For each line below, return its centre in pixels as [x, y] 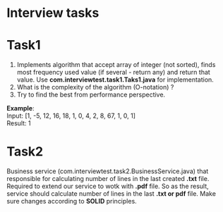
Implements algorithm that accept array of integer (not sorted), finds [116, 65]
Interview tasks [53, 13]
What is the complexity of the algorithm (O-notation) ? [95, 87]
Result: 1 [19, 123]
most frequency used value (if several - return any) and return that [114, 73]
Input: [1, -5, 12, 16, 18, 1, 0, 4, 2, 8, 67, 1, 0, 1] [71, 116]
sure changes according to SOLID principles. [72, 201]
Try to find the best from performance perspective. [91, 95]
